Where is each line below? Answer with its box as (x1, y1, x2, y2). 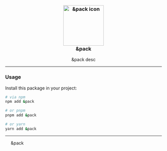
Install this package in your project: (5, 85, 77, 91)
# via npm (5, 94, 26, 99)
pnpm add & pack (5, 113, 37, 118)
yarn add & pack (5, 126, 37, 131)
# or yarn (5, 122, 26, 127)
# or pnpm (5, 108, 26, 113)
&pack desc (71, 57, 96, 63)
